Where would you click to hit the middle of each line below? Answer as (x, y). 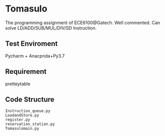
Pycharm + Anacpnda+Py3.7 (35, 56)
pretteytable (18, 84)
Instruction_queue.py (28, 111)
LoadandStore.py (22, 115)
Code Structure (30, 99)
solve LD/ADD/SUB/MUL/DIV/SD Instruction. (51, 28)
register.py (18, 120)
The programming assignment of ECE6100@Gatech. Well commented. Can (83, 23)
